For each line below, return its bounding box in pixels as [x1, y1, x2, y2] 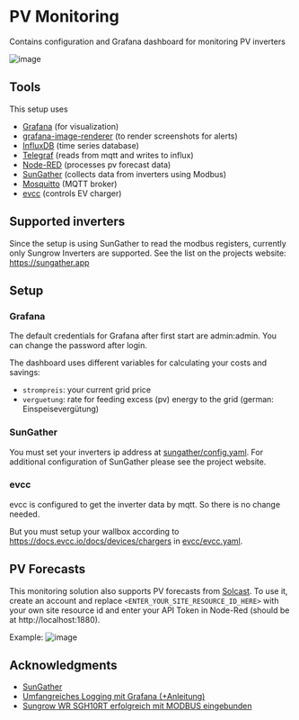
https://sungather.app [9, 256, 90, 267]
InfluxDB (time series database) [22, 139, 139, 150]
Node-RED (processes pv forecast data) [22, 159, 171, 170]
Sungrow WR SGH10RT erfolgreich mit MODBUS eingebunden [22, 700, 252, 712]
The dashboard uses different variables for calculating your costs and [9, 357, 268, 368]
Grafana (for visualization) [22, 121, 119, 131]
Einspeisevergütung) [22, 403, 100, 415]
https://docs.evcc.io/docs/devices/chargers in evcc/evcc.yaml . [9, 535, 243, 546]
